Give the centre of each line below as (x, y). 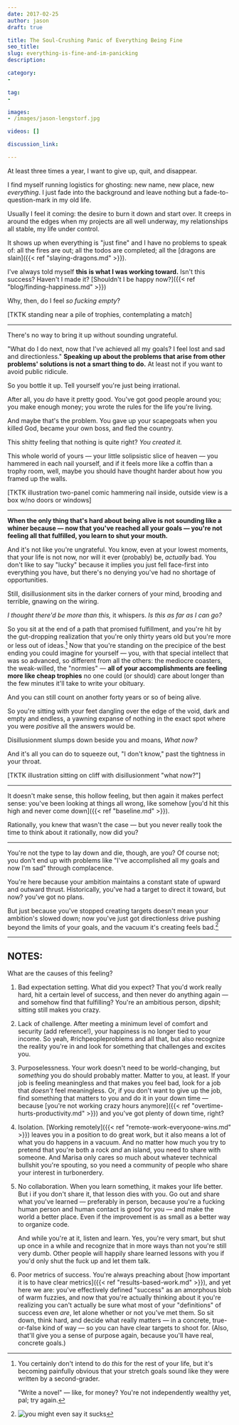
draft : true (25, 27)
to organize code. (43, 1224)
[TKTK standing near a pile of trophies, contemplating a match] (100, 314)
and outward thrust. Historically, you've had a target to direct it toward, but (117, 889)
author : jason (28, 21)
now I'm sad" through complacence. (60, 868)
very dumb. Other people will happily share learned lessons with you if (121, 1253)
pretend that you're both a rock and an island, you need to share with (119, 1150)
